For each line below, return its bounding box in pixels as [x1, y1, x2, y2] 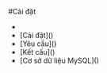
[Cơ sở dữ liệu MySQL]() [19, 56, 99, 65]
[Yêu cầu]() [19, 39, 57, 48]
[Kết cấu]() [19, 48, 55, 56]
